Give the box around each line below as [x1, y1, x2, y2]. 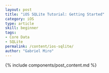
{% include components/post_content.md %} [5, 62, 97, 68]
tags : [5, 30, 16, 35]
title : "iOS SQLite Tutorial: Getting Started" [5, 12, 105, 17]
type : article [5, 21, 35, 26]
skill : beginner [5, 26, 38, 31]
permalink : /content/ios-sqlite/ [5, 44, 74, 49]
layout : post [5, 7, 32, 12]
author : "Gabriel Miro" [5, 48, 54, 53]
